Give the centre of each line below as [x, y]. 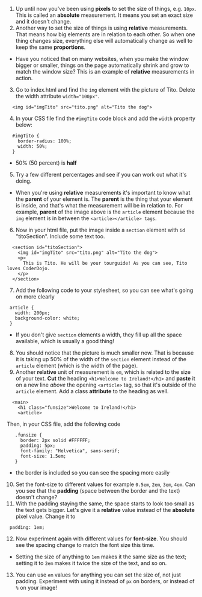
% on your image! [36, 588]
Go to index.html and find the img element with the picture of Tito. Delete [105, 90]
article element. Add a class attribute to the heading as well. [92, 391]
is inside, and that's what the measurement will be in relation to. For [99, 205]
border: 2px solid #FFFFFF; [55, 440]
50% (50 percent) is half [46, 163]
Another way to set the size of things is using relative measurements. [102, 28]
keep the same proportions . [50, 47]
